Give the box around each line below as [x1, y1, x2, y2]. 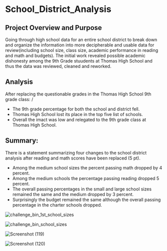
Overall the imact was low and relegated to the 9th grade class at [12, 116, 146, 122]
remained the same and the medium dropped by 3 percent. [12, 191, 134, 197]
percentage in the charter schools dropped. [12, 201, 102, 208]
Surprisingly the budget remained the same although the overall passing [12, 196, 161, 202]
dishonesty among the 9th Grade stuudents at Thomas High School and [5, 58, 153, 63]
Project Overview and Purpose [5, 23, 102, 32]
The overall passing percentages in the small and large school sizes [12, 186, 152, 192]
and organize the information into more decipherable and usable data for [5, 42, 155, 48]
